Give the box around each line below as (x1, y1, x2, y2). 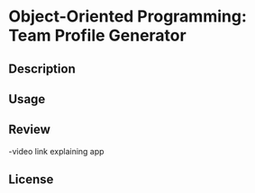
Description (8, 61, 76, 76)
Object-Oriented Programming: (8, 6, 247, 27)
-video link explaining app (8, 145, 105, 156)
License (8, 172, 54, 188)
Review (8, 122, 51, 137)
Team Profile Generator (8, 25, 187, 46)
